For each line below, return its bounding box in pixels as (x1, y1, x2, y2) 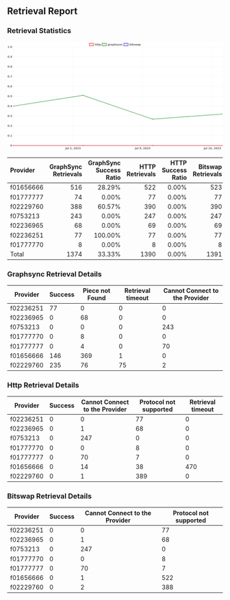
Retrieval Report (7, 5, 78, 17)
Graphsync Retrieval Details (7, 269, 102, 278)
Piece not (82, 287, 111, 295)
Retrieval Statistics (7, 26, 72, 36)
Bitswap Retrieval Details (7, 491, 92, 501)
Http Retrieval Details (7, 380, 79, 389)
